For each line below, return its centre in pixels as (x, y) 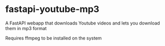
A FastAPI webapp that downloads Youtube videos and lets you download (83, 23)
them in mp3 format (26, 28)
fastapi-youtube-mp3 (52, 9)
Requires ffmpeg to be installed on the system (53, 38)
